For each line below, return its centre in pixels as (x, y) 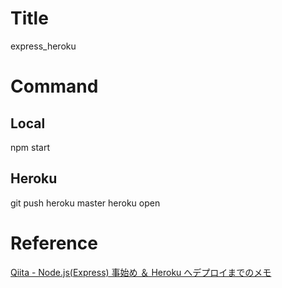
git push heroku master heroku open (85, 203)
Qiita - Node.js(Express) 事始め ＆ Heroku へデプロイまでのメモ (141, 272)
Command (54, 86)
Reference (54, 243)
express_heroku (43, 46)
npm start (30, 147)
